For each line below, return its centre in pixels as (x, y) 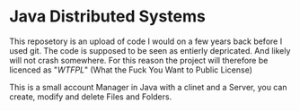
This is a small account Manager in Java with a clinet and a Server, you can (148, 87)
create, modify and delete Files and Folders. (91, 97)
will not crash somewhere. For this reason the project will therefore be (139, 60)
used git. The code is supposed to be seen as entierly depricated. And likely (150, 50)
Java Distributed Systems (108, 17)
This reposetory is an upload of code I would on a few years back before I (146, 41)
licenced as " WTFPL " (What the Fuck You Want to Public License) (131, 70)
